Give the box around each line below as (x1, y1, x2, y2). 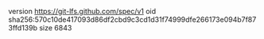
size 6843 (39, 23, 72, 32)
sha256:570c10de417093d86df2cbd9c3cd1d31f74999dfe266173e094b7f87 (8, 15, 257, 24)
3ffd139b (8, 23, 38, 32)
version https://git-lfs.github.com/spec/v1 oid (8, 7, 157, 16)
